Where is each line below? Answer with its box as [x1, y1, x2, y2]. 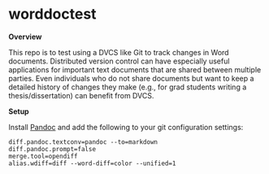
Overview [8, 32, 42, 41]
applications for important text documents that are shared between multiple [8, 64, 262, 74]
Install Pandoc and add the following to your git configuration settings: [8, 122, 244, 132]
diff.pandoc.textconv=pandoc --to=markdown [8, 137, 158, 146]
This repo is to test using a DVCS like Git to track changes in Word [8, 47, 229, 57]
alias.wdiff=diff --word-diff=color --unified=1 [8, 159, 176, 167]
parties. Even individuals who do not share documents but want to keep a [8, 73, 254, 83]
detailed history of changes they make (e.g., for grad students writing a [8, 82, 247, 92]
